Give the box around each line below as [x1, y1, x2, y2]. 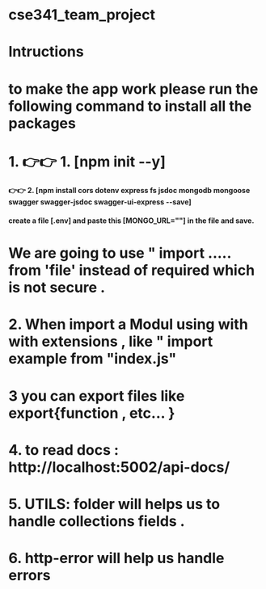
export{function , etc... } [8, 404, 175, 422]
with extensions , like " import [8, 333, 213, 351]
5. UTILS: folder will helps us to [8, 494, 221, 513]
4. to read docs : [8, 440, 120, 459]
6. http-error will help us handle [8, 549, 225, 567]
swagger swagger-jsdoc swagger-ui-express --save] [8, 197, 192, 207]
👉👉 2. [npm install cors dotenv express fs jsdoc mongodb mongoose [8, 186, 251, 196]
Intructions [8, 43, 84, 61]
